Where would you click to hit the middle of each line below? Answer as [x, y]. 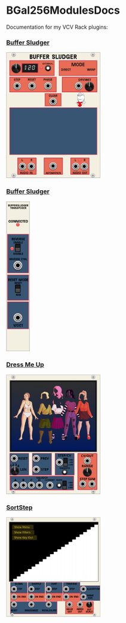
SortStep [19, 507]
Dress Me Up [25, 364]
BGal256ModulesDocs [63, 10]
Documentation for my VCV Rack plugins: [57, 27]
